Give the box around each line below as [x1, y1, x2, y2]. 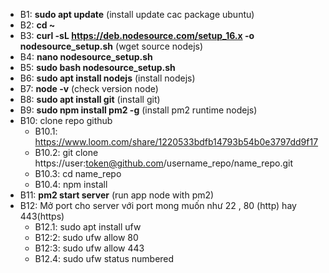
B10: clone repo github [19, 115, 113, 126]
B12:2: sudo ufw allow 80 [34, 232, 139, 243]
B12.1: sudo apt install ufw [34, 221, 142, 233]
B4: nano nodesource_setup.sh [19, 51, 153, 63]
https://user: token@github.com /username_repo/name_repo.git [34, 157, 293, 169]
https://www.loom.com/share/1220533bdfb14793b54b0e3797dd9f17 [34, 136, 319, 148]
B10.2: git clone [34, 147, 99, 158]
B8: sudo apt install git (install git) [19, 94, 161, 105]
